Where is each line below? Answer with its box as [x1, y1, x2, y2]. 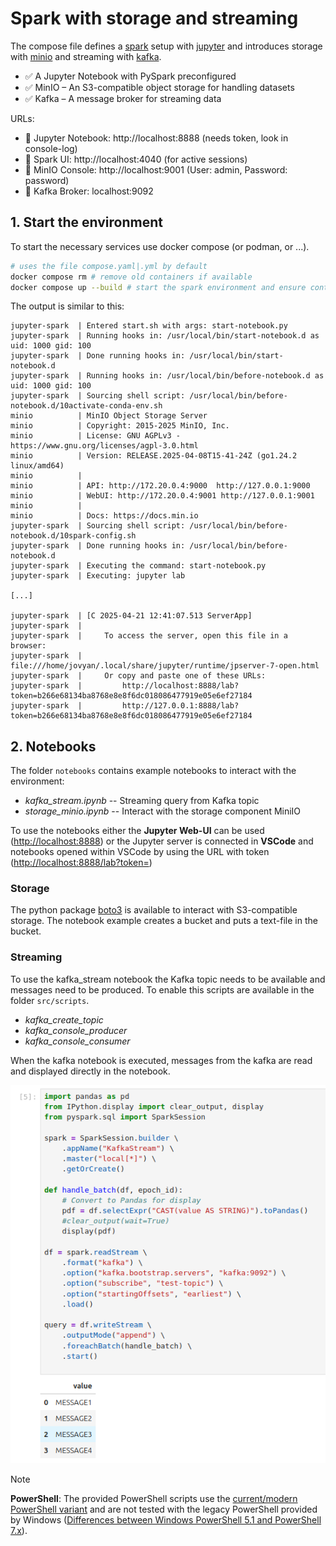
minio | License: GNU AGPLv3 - [10, 431, 182, 441]
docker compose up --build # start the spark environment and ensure [10, 282, 307, 292]
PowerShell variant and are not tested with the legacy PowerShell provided [10, 1503, 318, 1516]
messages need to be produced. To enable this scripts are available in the [10, 983, 315, 996]
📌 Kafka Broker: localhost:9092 [24, 185, 154, 197]
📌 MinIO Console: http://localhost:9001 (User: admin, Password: [24, 163, 288, 176]
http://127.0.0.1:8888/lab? [121, 701, 240, 711]
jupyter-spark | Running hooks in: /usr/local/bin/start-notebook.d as [10, 331, 320, 341]
